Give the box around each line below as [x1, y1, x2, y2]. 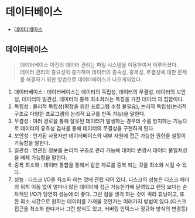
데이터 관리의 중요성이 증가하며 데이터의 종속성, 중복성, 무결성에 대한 [19, 68, 176, 75]
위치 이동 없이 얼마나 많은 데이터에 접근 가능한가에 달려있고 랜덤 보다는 [20, 183, 182, 190]
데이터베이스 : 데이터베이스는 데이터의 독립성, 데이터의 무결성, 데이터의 [13, 88, 175, 95]
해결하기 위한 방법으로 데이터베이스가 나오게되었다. [26, 75, 142, 82]
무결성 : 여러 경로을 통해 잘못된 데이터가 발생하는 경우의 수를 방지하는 [13, 117, 172, 124]
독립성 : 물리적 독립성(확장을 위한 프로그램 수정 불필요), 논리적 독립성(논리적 [13, 103, 187, 110]
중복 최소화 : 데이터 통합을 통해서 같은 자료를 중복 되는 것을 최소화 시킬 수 [13, 161, 181, 168]
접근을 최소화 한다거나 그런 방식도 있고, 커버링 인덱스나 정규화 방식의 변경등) [13, 205, 188, 212]
